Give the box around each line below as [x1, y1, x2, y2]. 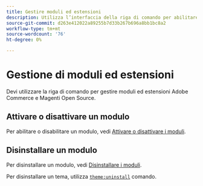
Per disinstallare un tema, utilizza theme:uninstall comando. [6, 173, 157, 180]
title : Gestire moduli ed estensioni [6, 8, 101, 15]
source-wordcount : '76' [6, 31, 66, 37]
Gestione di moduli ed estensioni [6, 68, 174, 82]
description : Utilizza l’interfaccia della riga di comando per [6, 14, 172, 20]
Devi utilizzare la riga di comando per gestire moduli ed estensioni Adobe [6, 88, 188, 95]
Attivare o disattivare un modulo [6, 112, 130, 122]
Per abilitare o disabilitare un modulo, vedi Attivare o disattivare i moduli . [6, 128, 186, 135]
